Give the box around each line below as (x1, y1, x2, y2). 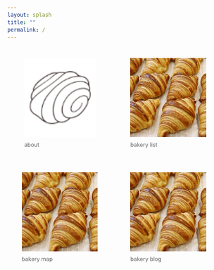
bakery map (21, 255, 53, 263)
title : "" (7, 18, 37, 26)
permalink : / (7, 26, 46, 33)
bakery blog (130, 255, 162, 263)
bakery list (130, 141, 158, 149)
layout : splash (7, 11, 52, 18)
